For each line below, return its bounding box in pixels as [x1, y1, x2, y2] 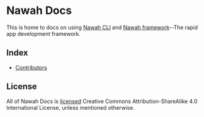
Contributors [15, 64, 48, 71]
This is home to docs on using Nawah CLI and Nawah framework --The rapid [6, 24, 199, 31]
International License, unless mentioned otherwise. [6, 104, 135, 111]
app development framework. [6, 30, 81, 37]
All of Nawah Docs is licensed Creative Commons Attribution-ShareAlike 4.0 [6, 98, 198, 105]
